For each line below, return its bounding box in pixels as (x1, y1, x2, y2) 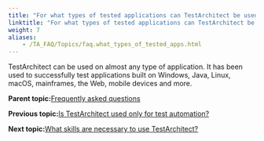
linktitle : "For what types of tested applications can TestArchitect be (8, 19, 255, 27)
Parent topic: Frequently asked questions (8, 94, 141, 103)
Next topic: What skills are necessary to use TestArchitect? (8, 125, 199, 134)
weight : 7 (8, 26, 41, 34)
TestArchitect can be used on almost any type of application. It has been (8, 62, 244, 71)
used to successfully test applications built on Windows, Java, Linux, (8, 70, 231, 80)
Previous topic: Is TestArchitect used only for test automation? (8, 109, 210, 118)
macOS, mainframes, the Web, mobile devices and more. (8, 79, 192, 89)
